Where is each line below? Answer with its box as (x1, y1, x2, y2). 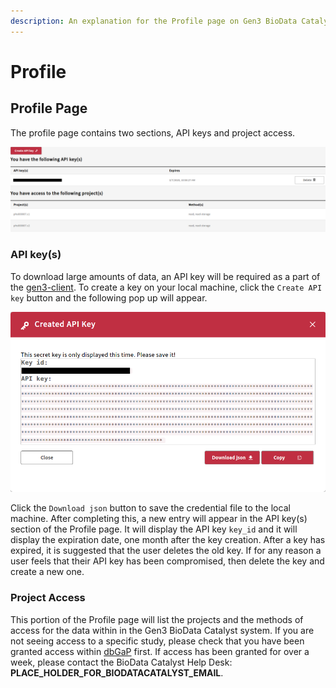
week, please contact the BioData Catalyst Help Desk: (10, 656, 233, 668)
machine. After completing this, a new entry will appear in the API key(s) (10, 513, 308, 525)
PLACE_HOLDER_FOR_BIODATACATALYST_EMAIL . (10, 666, 224, 679)
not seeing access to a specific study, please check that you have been (10, 635, 305, 647)
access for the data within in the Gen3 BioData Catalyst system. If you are (10, 624, 315, 636)
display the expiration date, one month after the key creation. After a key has (10, 534, 326, 546)
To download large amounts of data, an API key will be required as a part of (10, 270, 321, 282)
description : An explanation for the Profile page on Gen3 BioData (10, 16, 298, 26)
